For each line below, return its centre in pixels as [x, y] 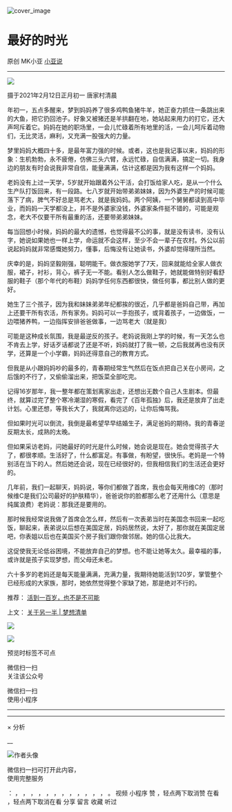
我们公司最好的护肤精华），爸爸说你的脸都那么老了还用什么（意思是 [125, 495]
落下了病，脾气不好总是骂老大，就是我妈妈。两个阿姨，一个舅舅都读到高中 [113, 200]
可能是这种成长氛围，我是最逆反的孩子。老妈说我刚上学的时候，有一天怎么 [113, 336]
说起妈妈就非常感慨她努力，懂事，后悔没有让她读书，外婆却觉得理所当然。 [113, 249]
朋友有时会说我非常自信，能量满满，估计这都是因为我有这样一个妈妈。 [119, 167]
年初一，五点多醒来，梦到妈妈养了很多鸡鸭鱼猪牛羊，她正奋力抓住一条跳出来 [116, 110]
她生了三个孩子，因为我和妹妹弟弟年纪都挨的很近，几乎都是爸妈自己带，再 [113, 304]
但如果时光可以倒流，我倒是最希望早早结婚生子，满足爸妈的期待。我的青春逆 [116, 423]
